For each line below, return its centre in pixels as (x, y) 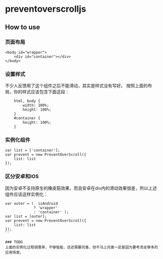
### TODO (14, 242)
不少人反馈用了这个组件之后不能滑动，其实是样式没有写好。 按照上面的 (76, 86)
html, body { (27, 101)
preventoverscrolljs (46, 9)
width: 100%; (36, 106)
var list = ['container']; (33, 150)
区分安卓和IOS (22, 176)
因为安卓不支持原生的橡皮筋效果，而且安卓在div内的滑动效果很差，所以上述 (81, 188)
